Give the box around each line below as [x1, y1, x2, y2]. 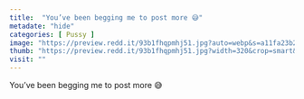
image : [9, 38, 34, 48]
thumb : [9, 47, 34, 56]
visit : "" [9, 55, 47, 64]
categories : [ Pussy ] [9, 30, 95, 39]
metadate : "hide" [9, 22, 75, 31]
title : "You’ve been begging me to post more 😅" [9, 13, 204, 22]
